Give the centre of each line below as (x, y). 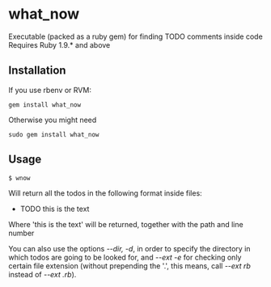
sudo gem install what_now (54, 134)
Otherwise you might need (53, 120)
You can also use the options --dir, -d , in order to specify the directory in (129, 248)
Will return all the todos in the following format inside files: (105, 193)
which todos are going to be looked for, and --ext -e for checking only (125, 257)
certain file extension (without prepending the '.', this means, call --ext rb (129, 266)
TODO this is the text (55, 209)
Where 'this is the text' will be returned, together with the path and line (126, 224)
